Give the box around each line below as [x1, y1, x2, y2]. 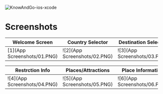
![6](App [117, 75, 137, 81]
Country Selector [67, 39, 108, 45]
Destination [118, 39, 146, 45]
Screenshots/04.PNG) [7, 81, 58, 88]
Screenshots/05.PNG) [62, 81, 113, 88]
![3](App [117, 47, 137, 54]
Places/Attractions [65, 67, 110, 73]
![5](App [62, 75, 82, 81]
